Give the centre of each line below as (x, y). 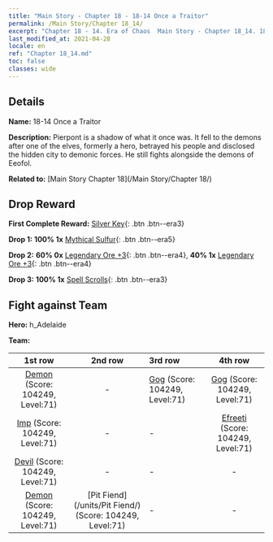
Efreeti (234, 418)
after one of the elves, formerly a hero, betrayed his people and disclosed (132, 145)
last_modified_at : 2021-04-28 (60, 39)
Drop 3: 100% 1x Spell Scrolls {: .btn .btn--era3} (88, 280)
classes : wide (32, 69)
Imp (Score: (39, 423)
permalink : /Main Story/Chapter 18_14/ (76, 24)
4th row (234, 361)
